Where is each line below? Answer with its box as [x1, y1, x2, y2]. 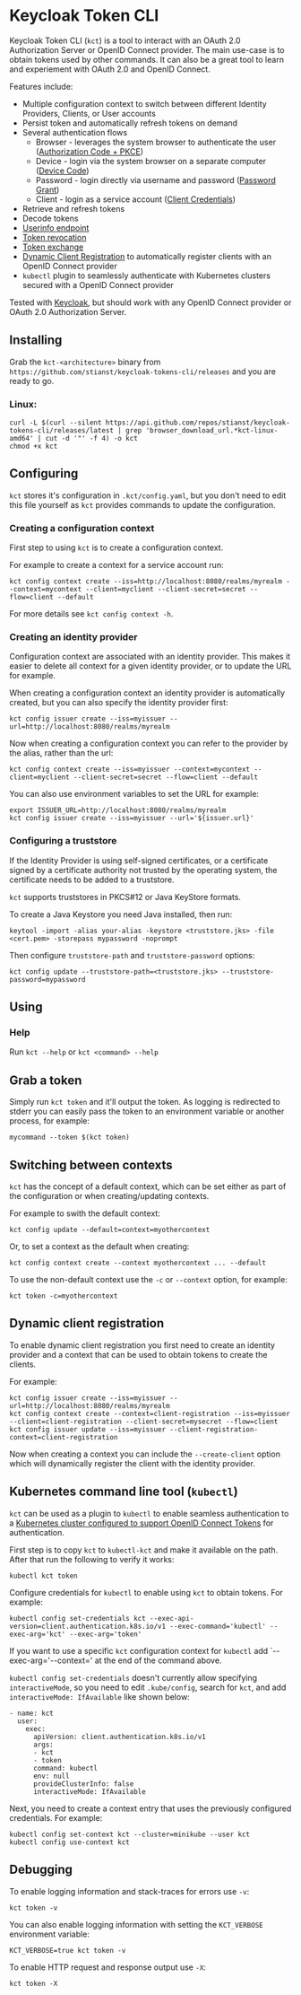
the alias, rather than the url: [9, 748, 114, 758]
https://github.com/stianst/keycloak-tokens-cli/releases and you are [9, 365, 276, 377]
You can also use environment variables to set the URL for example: [9, 789, 260, 800]
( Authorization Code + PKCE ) [35, 145, 143, 157]
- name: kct [9, 1709, 54, 1718]
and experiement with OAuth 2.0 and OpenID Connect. [9, 64, 211, 74]
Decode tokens [21, 213, 79, 223]
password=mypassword [9, 975, 87, 984]
